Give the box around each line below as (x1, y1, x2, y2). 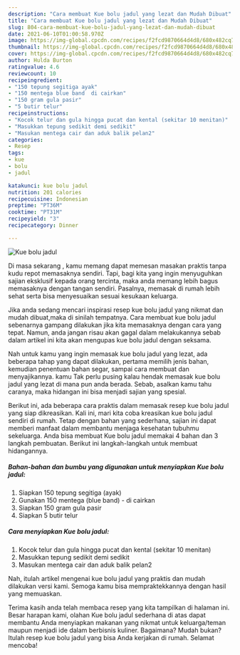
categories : (8, 136, 43, 143)
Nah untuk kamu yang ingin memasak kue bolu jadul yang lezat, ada (8, 350, 208, 358)
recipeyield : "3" (8, 215, 60, 223)
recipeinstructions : (8, 110, 70, 117)
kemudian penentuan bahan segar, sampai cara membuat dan (8, 365, 189, 373)
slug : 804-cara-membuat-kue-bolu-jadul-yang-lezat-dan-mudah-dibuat (8, 23, 216, 31)
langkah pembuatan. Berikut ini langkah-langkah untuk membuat (8, 439, 198, 447)
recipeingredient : (8, 76, 63, 84)
